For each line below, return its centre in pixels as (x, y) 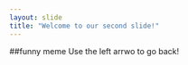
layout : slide (36, 17)
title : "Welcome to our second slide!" (85, 26)
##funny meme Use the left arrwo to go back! (94, 51)
